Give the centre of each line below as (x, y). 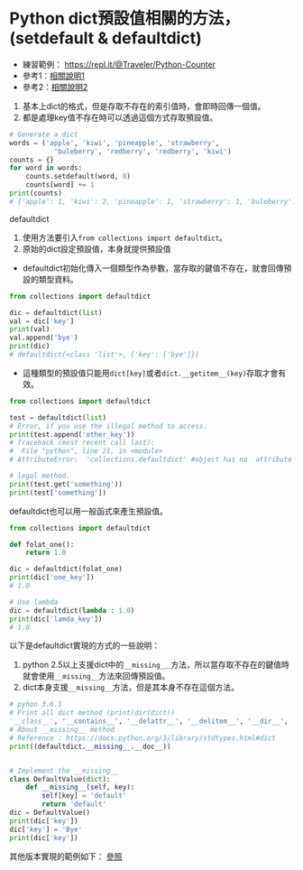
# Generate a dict (44, 134)
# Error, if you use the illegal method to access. (108, 426)
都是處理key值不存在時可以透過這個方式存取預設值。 (120, 117)
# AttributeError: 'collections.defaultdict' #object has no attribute (151, 460)
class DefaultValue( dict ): (60, 779)
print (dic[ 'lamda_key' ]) (56, 619)
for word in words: (46, 168)
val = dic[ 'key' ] (42, 321)
